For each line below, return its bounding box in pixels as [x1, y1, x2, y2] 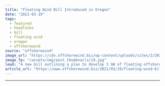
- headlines [9, 26, 34, 30]
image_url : [5, 53, 27, 58]
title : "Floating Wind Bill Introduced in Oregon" [5, 7, 111, 12]
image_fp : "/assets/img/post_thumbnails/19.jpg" [5, 57, 107, 62]
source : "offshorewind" [5, 48, 54, 53]
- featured [9, 21, 32, 26]
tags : [5, 16, 16, 21]
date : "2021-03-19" [5, 12, 45, 17]
